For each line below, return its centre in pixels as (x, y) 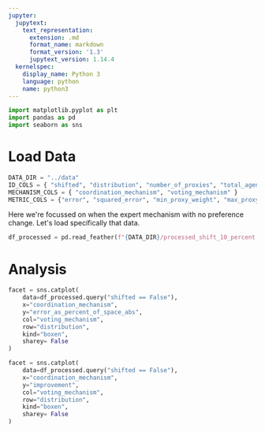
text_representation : (58, 30)
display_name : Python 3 (62, 74)
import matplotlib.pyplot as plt (63, 110)
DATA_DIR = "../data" (44, 177)
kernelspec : (35, 67)
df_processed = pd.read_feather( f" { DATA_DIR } (84, 237)
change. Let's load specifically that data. (74, 223)
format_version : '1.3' (66, 52)
